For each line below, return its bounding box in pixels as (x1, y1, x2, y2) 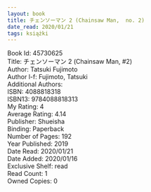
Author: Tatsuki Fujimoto (7, 65, 78, 74)
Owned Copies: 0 (7, 177, 58, 186)
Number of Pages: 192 (7, 132, 72, 141)
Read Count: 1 (7, 170, 48, 178)
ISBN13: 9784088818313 (7, 95, 79, 104)
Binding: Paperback (7, 125, 65, 133)
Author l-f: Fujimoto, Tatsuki (7, 73, 88, 81)
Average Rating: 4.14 (7, 110, 67, 118)
